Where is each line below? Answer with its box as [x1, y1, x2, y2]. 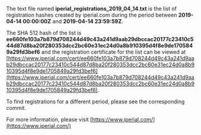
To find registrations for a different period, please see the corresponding [6, 98, 185, 105]
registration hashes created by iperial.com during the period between [6, 11, 178, 19]
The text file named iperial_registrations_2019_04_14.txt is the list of [6, 5, 177, 12]
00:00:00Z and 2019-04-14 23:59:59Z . [23, 18, 124, 24]
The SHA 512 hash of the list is [6, 29, 82, 36]
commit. [6, 105, 26, 111]
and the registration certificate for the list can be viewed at [41, 48, 186, 56]
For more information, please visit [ [6, 116, 93, 123]
